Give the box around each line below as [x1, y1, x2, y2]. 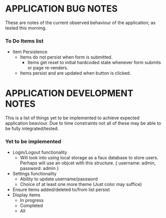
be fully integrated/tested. [5, 126, 59, 132]
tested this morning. [5, 25, 47, 31]
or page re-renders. [27, 65, 69, 71]
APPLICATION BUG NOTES [5, 3, 118, 15]
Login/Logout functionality [12, 149, 68, 155]
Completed [20, 202, 43, 208]
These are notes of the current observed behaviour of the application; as [5, 20, 156, 26]
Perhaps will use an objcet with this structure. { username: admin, [20, 160, 156, 166]
